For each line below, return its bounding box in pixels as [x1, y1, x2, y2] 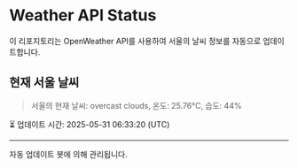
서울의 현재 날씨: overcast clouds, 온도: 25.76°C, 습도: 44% [30, 100, 242, 111]
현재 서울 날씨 [9, 75, 80, 90]
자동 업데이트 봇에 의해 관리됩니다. [9, 149, 128, 159]
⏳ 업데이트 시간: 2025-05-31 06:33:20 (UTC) [9, 118, 170, 129]
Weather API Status [9, 5, 157, 26]
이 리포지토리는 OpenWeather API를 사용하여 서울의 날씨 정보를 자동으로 [9, 35, 262, 46]
